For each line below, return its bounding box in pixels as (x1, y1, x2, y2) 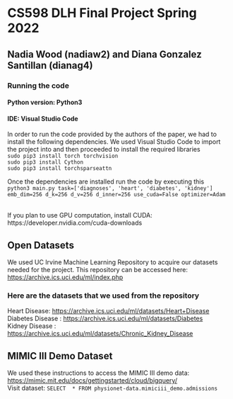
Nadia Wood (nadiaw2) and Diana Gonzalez (7, 48, 203, 60)
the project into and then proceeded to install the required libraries (7, 145, 201, 154)
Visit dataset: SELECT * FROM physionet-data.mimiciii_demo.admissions (7, 384, 217, 393)
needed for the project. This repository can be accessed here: (7, 266, 189, 274)
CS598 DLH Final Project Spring (7, 5, 197, 21)
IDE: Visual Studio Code (7, 114, 79, 123)
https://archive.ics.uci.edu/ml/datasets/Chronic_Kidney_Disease (7, 330, 193, 338)
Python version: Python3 (7, 98, 83, 107)
